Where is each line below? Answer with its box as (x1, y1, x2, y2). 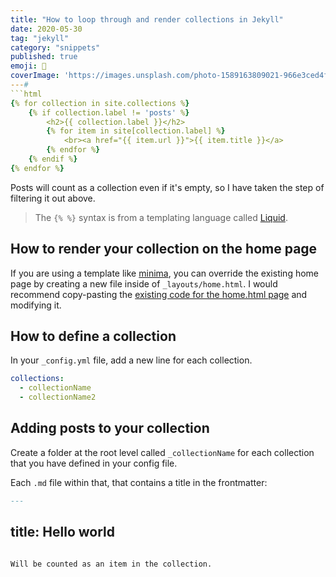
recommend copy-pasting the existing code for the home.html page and (10, 288, 308, 300)
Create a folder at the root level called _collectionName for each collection (10, 446, 315, 458)
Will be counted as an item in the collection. (10, 559, 213, 569)
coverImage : (10, 71, 60, 81)
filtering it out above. (10, 192, 96, 204)
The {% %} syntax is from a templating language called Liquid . (34, 211, 288, 223)
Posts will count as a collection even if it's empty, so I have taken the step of (10, 181, 325, 193)
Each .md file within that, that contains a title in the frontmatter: (10, 476, 268, 488)
